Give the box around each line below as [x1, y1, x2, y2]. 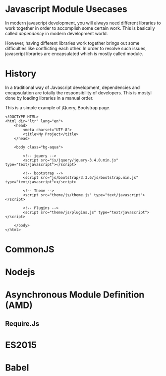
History [5, 68, 37, 79]
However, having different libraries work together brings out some [5, 40, 140, 46]
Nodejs [5, 267, 36, 278]
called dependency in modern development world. [5, 30, 108, 36]
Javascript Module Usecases [5, 3, 127, 15]
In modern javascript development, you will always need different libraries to [5, 20, 161, 26]
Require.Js [5, 319, 40, 328]
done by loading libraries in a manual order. [5, 95, 94, 101]
